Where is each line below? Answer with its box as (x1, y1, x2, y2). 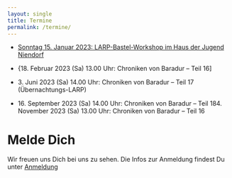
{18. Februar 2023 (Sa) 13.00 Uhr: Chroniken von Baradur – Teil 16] (17, 65, 212, 73)
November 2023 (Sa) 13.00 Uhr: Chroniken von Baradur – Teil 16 (17, 107, 206, 116)
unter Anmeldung (7, 162, 58, 171)
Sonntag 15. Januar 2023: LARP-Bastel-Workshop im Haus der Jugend (17, 43, 225, 52)
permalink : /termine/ (7, 23, 72, 30)
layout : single (7, 10, 53, 18)
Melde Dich (7, 132, 76, 148)
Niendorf (17, 50, 44, 59)
